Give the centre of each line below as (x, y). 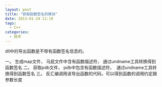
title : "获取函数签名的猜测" (31, 14)
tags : (10, 23)
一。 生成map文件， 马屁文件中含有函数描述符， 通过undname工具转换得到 (81, 61)
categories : (17, 32)
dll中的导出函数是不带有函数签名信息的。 (46, 51)
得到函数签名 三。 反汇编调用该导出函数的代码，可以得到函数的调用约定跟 (83, 73)
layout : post (18, 9)
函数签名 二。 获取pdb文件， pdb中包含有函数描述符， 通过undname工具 (79, 67)
